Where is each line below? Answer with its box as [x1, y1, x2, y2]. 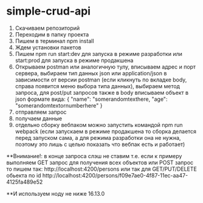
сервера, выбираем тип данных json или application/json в [15, 69, 167, 77]
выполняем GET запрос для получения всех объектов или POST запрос [6, 159, 194, 166]
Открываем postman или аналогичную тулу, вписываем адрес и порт [15, 63, 196, 71]
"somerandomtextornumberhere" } [15, 101, 103, 109]
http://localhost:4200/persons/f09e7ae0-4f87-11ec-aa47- [42, 171, 188, 179]
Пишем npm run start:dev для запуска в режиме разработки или [15, 50, 182, 57]
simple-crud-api [6, 4, 91, 18]
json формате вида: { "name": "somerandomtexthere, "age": [15, 95, 168, 103]
